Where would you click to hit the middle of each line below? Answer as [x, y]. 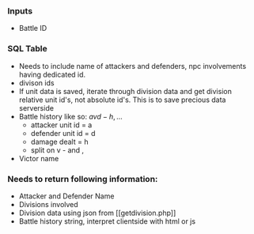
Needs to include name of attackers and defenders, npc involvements [133, 66]
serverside [36, 108]
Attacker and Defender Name [66, 196]
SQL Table [28, 49]
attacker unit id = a [61, 125]
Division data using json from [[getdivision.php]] [97, 213]
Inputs [20, 11]
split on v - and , [57, 150]
